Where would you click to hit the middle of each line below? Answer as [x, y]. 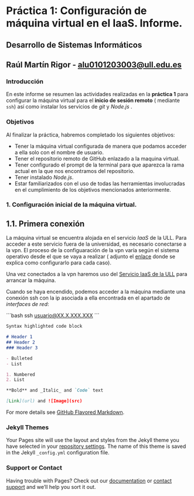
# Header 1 [19, 337]
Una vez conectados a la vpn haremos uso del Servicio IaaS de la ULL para [97, 274]
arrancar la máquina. [31, 280]
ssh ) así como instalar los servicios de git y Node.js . [69, 107]
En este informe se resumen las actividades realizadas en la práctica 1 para [97, 94]
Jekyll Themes [28, 427]
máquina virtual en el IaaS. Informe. [94, 23]
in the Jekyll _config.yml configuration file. [58, 453]
